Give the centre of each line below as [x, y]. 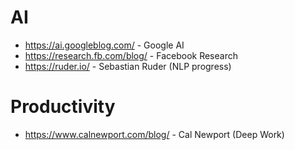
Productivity [63, 107]
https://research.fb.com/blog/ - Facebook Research [131, 55]
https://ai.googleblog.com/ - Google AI [104, 45]
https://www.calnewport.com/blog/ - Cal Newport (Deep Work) [154, 134]
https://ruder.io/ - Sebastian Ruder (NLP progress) [128, 66]
